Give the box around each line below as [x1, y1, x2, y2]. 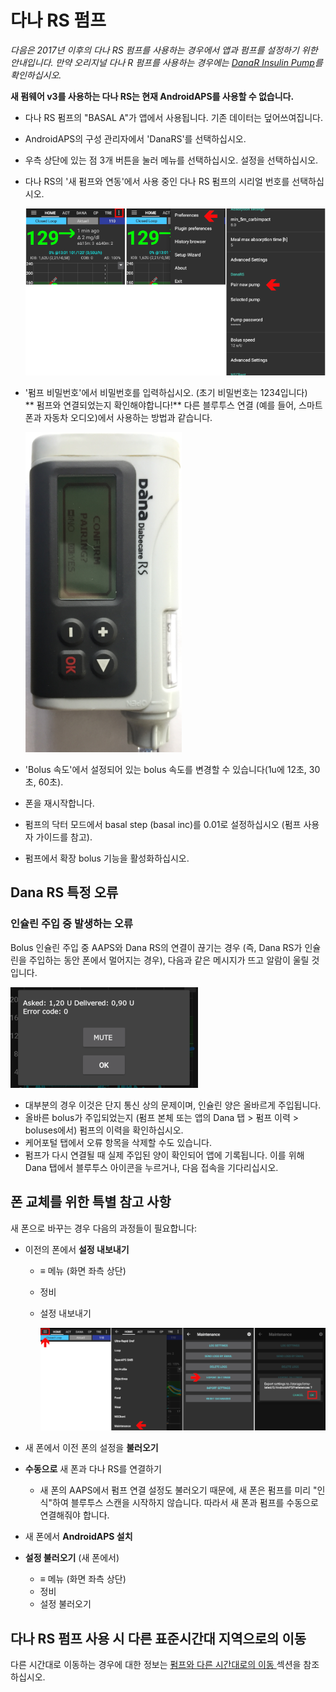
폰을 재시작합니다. [24, 797, 95, 810]
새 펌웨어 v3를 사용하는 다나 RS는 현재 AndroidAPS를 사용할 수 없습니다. [10, 90, 295, 102]
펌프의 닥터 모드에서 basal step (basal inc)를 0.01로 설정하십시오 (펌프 [24, 819, 302, 831]
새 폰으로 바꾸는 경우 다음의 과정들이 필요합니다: [10, 1222, 198, 1234]
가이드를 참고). [35, 831, 93, 843]
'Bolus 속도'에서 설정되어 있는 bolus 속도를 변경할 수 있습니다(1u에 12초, [24, 764, 307, 776]
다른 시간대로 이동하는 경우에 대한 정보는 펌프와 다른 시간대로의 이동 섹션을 [10, 1658, 302, 1670]
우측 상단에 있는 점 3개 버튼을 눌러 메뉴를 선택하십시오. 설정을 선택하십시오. [24, 154, 319, 166]
